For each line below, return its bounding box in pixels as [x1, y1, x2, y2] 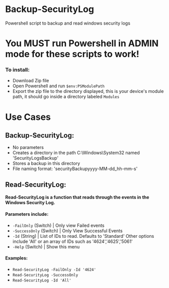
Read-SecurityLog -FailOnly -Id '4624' [12, 267, 97, 272]
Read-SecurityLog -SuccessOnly [12, 272, 78, 277]
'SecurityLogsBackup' [12, 155, 59, 161]
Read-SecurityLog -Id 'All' [12, 277, 71, 283]
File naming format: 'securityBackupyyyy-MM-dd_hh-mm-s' [12, 166, 138, 172]
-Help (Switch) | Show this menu [12, 243, 80, 249]
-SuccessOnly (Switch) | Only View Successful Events [12, 227, 123, 234]
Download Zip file [12, 78, 49, 84]
